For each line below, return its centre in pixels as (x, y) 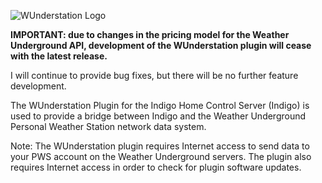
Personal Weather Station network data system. (108, 126)
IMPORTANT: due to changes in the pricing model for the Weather (150, 34)
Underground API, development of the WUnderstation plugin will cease (161, 45)
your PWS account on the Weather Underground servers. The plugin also (161, 156)
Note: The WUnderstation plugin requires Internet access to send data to (160, 146)
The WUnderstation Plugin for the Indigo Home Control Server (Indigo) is (160, 105)
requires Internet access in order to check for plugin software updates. (156, 167)
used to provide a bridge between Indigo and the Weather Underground (158, 116)
